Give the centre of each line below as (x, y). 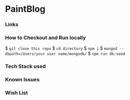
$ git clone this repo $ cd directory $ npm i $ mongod (61, 48)
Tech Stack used (25, 67)
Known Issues (22, 80)
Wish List (16, 93)
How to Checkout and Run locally (46, 38)
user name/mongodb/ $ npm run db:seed (86, 54)
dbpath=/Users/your (25, 54)
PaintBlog (25, 9)
